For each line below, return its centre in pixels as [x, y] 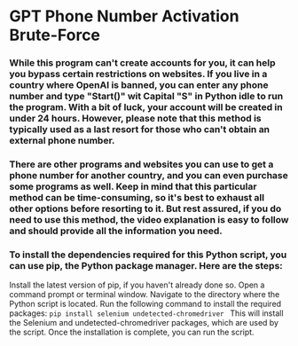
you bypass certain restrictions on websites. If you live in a [138, 75]
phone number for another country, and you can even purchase [149, 176]
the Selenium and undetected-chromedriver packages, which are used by [144, 323]
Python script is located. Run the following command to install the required [145, 304]
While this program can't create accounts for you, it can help [142, 63]
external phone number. [62, 141]
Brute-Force [55, 35]
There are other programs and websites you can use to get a [141, 164]
